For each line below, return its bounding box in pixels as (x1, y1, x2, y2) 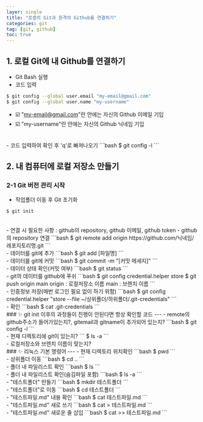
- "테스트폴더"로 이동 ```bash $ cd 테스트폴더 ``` (6, 386, 121, 393)
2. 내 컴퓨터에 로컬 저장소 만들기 (6, 161, 119, 172)
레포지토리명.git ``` (6, 242, 51, 250)
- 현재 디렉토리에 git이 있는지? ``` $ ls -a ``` (6, 333, 109, 340)
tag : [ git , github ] (6, 26, 56, 32)
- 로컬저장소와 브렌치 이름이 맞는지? (6, 340, 91, 347)
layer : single (6, 9, 43, 15)
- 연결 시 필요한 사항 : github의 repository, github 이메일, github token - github (6, 227, 198, 234)
